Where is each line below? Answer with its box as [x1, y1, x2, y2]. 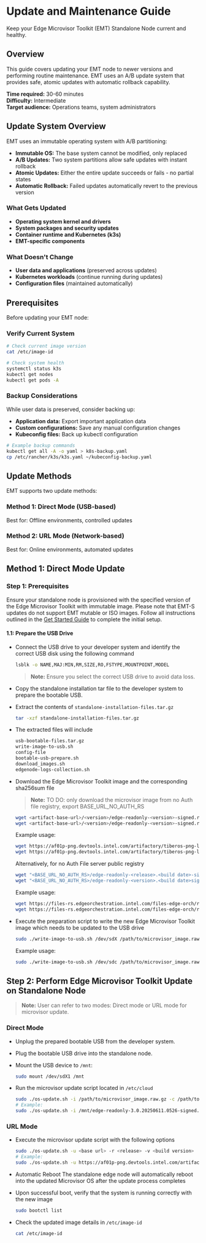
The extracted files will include [15, 726, 93, 734]
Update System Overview [6, 121, 106, 131]
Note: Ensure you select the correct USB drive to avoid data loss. [30, 673, 196, 680]
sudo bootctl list [15, 1207, 63, 1214]
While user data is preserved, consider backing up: [6, 406, 135, 413]
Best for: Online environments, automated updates [6, 546, 134, 553]
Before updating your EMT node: [6, 313, 89, 321]
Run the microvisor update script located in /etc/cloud [15, 1084, 153, 1092]
